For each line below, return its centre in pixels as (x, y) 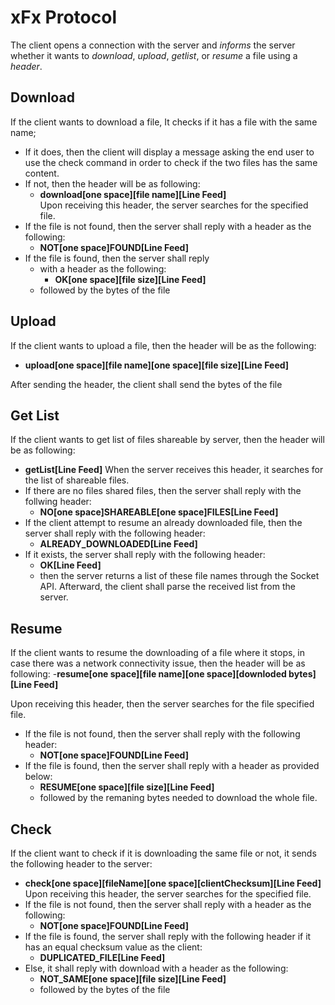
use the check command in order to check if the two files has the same (171, 162)
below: (38, 777)
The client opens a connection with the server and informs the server (153, 45)
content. (42, 173)
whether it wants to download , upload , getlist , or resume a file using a (154, 55)
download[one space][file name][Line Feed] (133, 194)
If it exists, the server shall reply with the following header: (145, 555)
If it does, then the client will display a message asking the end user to (169, 152)
